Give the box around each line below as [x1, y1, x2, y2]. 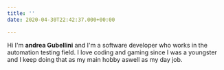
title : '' [7, 10, 36, 17]
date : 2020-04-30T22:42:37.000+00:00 [7, 16, 115, 23]
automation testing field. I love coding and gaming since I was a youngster [7, 48, 218, 56]
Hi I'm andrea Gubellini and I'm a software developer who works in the [7, 41, 208, 49]
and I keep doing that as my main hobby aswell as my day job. [7, 55, 183, 63]
